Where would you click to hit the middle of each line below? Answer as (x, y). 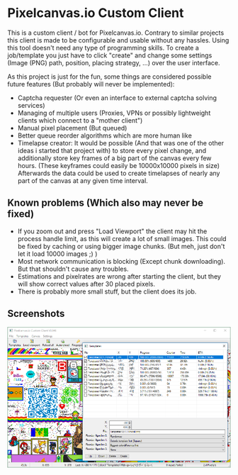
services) (31, 105)
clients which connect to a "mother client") (80, 120)
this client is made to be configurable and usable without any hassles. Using (118, 40)
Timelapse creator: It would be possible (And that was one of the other (121, 142)
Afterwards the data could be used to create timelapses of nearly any (119, 173)
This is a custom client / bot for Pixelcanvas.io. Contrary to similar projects (116, 33)
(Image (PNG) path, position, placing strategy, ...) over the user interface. (114, 62)
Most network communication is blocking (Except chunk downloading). (121, 261)
